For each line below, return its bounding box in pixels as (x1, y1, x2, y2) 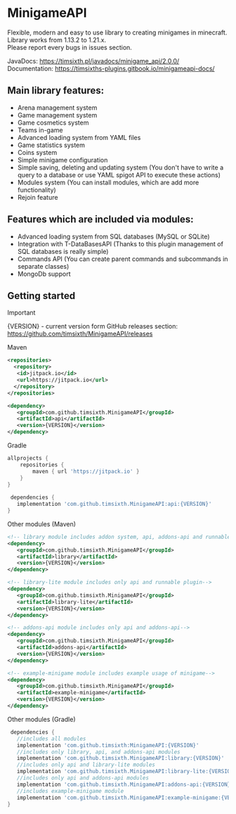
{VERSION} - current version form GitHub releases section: (7, 322, 178, 331)
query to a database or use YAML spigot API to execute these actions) (17, 170, 221, 179)
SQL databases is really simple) (17, 247, 109, 255)
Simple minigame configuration (17, 155, 108, 164)
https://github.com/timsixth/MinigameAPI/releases (7, 329, 153, 338)
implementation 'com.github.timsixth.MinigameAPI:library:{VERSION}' (16, 755, 225, 762)
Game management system (17, 110, 98, 119)
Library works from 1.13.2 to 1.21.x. (7, 35, 107, 44)
